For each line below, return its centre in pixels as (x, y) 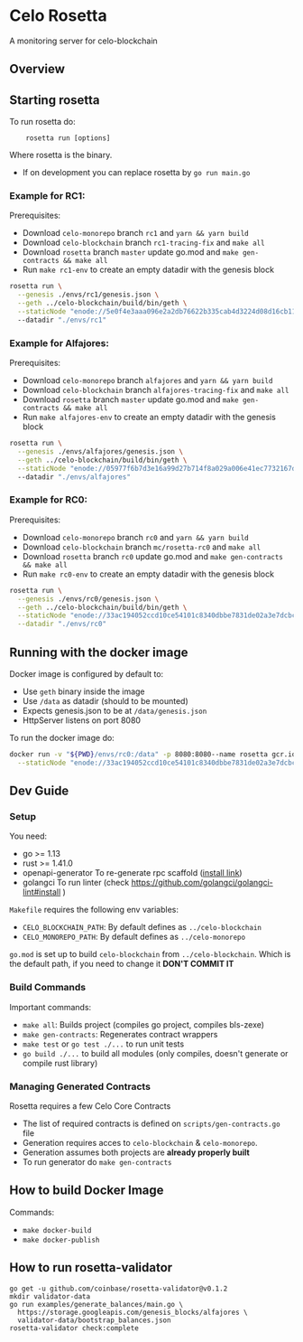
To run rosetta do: (43, 122)
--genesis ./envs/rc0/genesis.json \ (88, 599)
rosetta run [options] (68, 138)
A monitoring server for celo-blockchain (83, 41)
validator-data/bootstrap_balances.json (94, 1320)
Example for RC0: (49, 500)
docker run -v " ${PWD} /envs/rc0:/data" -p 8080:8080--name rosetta (139, 754)
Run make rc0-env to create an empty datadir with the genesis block (148, 574)
